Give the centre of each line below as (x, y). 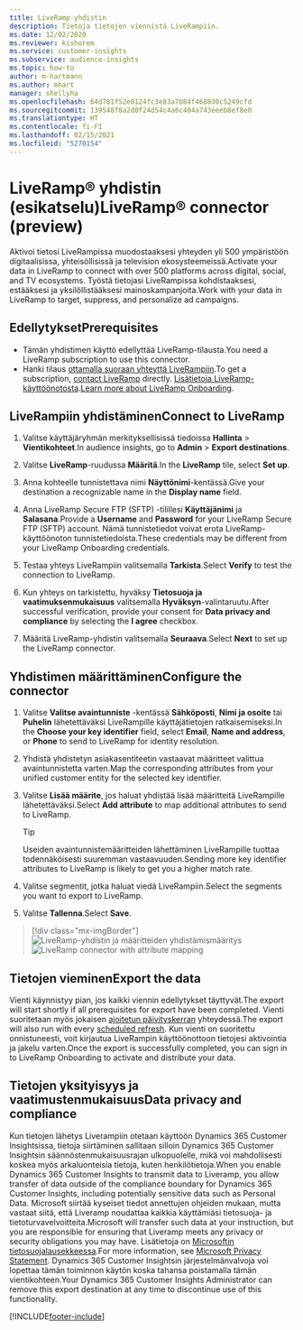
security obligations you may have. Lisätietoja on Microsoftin (122, 1241)
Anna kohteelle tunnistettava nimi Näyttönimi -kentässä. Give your (143, 483)
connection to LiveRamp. (69, 575)
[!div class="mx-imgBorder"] (85, 931)
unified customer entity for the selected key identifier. (122, 778)
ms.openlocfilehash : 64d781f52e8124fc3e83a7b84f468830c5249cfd (131, 102)
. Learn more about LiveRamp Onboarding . (156, 388)
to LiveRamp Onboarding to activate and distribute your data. (123, 1058)
